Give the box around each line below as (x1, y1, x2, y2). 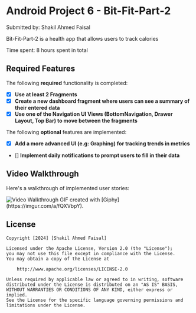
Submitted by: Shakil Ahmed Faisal (6, 24, 90, 31)
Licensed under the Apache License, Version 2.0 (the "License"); (6, 245, 173, 252)
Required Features (6, 64, 76, 74)
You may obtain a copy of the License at (6, 256, 110, 262)
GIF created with (60, 196, 100, 203)
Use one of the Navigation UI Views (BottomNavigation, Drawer (14, 110, 173, 118)
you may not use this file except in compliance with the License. (6, 250, 176, 256)
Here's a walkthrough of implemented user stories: (6, 184, 130, 191)
